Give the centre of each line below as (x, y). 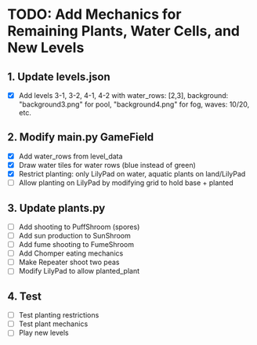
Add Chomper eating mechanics (71, 253)
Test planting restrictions (59, 315)
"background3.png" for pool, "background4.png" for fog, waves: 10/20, (134, 104)
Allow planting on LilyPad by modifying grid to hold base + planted (126, 183)
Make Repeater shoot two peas (69, 262)
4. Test (25, 296)
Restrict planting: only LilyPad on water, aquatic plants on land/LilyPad (132, 174)
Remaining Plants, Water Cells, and (124, 31)
